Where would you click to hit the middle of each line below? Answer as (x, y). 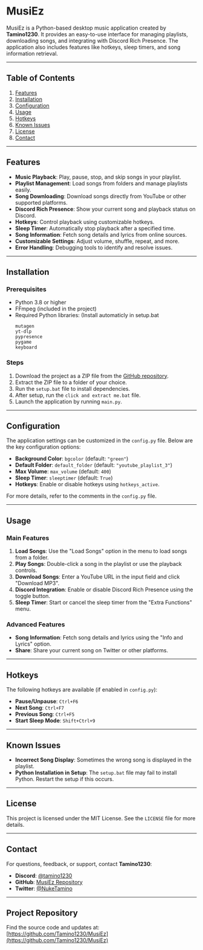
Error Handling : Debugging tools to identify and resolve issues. (94, 247)
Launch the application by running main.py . (69, 401)
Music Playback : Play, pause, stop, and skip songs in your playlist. (98, 177)
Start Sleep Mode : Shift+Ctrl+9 (55, 721)
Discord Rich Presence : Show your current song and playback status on (105, 209)
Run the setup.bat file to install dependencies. (72, 388)
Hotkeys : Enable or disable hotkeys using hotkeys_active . (87, 484)
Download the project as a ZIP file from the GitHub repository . (92, 376)
